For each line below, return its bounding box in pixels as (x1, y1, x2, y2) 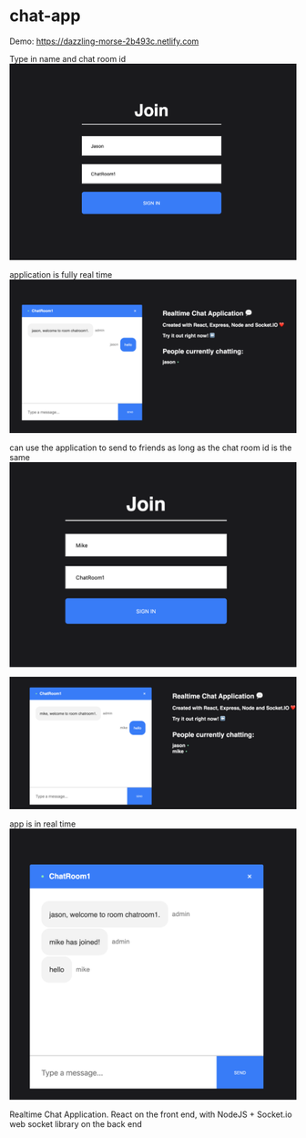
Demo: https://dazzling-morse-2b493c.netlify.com (9, 36, 199, 47)
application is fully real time (9, 269, 113, 280)
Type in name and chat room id (9, 53, 127, 64)
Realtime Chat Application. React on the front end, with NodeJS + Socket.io (9, 1109, 293, 1120)
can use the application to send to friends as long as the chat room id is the (9, 442, 292, 453)
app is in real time (9, 818, 76, 829)
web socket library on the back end (9, 1118, 143, 1129)
